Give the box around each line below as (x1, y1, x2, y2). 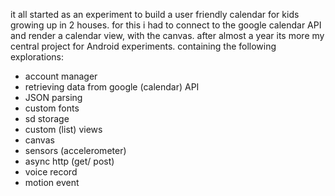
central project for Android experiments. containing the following (10, 40, 277, 52)
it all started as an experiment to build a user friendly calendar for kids (10, 9, 300, 20)
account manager (24, 70, 98, 82)
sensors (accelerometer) (24, 145, 127, 156)
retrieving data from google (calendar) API (24, 81, 200, 93)
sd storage (24, 113, 70, 124)
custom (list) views (24, 124, 103, 135)
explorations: (10, 51, 65, 63)
